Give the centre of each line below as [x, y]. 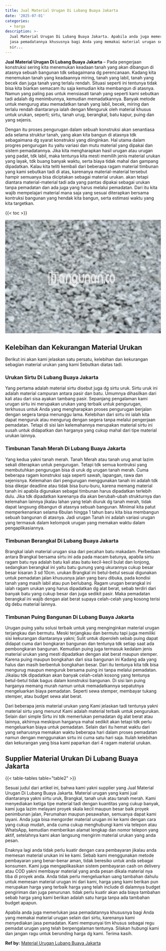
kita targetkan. [20, 203]
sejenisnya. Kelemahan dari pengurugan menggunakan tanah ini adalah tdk [82, 480]
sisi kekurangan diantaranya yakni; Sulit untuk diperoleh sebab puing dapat [82, 638]
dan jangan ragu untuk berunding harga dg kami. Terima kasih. [69, 934]
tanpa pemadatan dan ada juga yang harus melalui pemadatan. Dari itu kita [81, 187]
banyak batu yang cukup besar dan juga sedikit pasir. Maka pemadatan [78, 593]
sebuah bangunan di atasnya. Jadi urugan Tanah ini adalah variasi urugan [80, 517]
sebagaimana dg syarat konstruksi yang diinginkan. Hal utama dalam [75, 140]
